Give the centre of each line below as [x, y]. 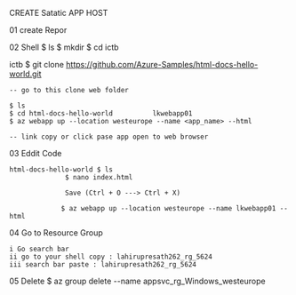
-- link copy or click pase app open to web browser [109, 137]
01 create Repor [38, 30]
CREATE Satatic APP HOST [59, 13]
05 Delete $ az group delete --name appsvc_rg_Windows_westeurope [137, 281]
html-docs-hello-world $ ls [61, 170]
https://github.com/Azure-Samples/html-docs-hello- [162, 64]
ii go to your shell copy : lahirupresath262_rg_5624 [111, 257]
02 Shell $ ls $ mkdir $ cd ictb [64, 47]
